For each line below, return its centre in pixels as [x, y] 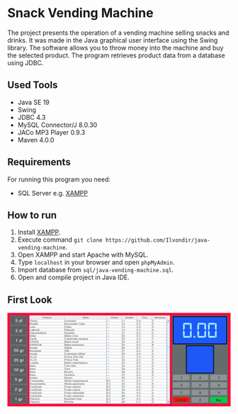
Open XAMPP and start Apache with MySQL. [83, 255]
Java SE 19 [33, 102]
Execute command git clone [60, 240]
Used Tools [33, 85]
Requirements [39, 162]
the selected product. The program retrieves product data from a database [116, 55]
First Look [30, 300]
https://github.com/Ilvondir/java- [158, 240]
